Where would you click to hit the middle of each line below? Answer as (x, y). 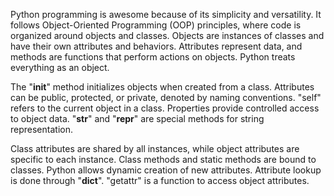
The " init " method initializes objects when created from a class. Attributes (162, 87)
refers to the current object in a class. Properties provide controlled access (165, 108)
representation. (41, 129)
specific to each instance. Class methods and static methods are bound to (163, 159)
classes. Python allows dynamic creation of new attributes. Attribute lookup (166, 170)
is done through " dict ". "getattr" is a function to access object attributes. (160, 180)
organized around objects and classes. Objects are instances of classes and (167, 35)
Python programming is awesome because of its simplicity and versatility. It (166, 14)
